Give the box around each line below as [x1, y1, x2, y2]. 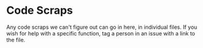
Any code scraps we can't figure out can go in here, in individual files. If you [6, 23, 198, 31]
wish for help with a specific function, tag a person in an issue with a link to [6, 29, 195, 37]
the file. [6, 36, 26, 43]
